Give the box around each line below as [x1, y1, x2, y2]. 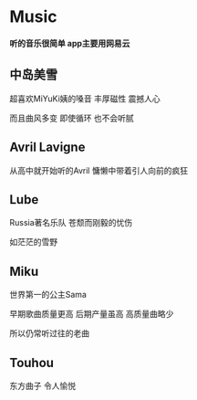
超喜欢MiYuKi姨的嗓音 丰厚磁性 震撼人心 [9, 93, 161, 104]
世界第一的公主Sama [9, 289, 87, 300]
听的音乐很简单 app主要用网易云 [9, 37, 130, 48]
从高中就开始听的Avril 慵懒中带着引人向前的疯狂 [9, 164, 189, 175]
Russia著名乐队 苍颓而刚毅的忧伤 [9, 217, 133, 228]
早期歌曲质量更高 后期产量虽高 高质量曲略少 [9, 309, 174, 320]
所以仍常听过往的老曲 [9, 328, 89, 339]
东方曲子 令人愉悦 [9, 381, 76, 391]
